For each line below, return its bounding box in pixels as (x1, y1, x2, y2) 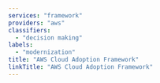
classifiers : (8, 26, 51, 34)
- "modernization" (15, 48, 76, 56)
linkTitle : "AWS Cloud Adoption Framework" (8, 63, 154, 71)
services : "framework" (8, 11, 83, 20)
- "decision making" (15, 33, 83, 42)
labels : (8, 41, 34, 49)
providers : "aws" (8, 19, 65, 27)
